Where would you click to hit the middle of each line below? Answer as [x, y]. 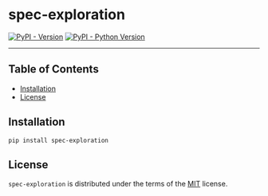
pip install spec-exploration [59, 140]
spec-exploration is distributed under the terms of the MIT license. [118, 184]
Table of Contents [54, 69]
